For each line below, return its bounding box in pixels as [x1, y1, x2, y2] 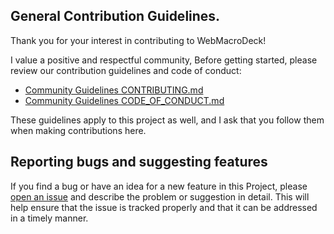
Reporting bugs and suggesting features [10, 154, 268, 171]
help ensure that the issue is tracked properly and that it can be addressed [10, 201, 318, 213]
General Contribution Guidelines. [10, 8, 221, 25]
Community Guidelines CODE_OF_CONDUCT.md [24, 94, 225, 106]
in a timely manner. [10, 212, 89, 224]
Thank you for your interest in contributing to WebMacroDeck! [10, 34, 267, 46]
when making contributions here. [10, 124, 147, 136]
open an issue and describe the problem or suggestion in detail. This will [10, 190, 310, 203]
